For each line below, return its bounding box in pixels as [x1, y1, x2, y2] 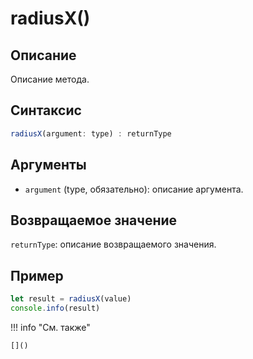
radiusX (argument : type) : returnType [10, 128, 172, 139]
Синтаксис [10, 102, 82, 119]
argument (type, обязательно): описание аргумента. [24, 183, 244, 195]
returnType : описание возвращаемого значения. [10, 238, 217, 251]
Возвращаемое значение [10, 212, 178, 229]
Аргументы [10, 157, 87, 174]
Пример [10, 267, 64, 284]
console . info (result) [10, 303, 101, 313]
